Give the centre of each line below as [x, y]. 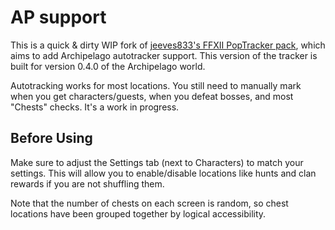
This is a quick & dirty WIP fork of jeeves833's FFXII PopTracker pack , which [168, 45]
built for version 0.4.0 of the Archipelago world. [108, 66]
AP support [58, 17]
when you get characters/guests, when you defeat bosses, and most [152, 96]
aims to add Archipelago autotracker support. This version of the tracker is [164, 55]
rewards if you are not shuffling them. [87, 183]
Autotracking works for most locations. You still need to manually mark [156, 85]
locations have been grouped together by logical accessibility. [138, 213]
